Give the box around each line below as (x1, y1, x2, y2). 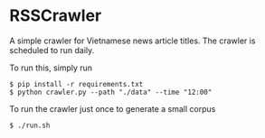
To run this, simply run (9, 62, 93, 73)
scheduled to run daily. (9, 44, 95, 55)
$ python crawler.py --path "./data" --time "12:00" (9, 87, 213, 97)
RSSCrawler (9, 5, 102, 26)
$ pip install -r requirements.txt (9, 79, 144, 88)
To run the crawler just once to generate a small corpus (9, 103, 216, 114)
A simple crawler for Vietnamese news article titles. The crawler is (9, 35, 256, 46)
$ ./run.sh (9, 121, 51, 130)
